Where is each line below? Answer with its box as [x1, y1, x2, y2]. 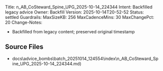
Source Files [5, 43, 44, 51]
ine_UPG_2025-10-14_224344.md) [12, 60, 82, 67]
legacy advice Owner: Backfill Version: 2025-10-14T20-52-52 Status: [5, 9, 145, 15]
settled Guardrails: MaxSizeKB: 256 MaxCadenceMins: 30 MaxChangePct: [5, 14, 154, 20]
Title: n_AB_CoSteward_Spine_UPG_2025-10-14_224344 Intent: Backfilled [5, 4, 153, 10]
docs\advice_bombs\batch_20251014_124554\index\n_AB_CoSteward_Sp [12, 56, 159, 61]
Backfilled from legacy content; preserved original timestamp [12, 29, 135, 34]
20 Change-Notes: [5, 19, 43, 25]
